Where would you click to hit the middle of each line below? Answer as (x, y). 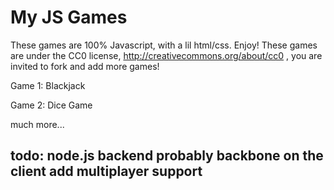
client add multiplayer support (106, 171)
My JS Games (69, 17)
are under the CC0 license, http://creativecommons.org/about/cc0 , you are (166, 55)
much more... (37, 124)
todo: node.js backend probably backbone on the (167, 156)
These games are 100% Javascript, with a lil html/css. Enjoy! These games (164, 45)
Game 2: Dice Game (51, 105)
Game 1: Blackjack (48, 85)
